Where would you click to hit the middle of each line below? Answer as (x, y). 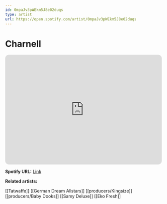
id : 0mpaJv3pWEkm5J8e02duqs (34, 10)
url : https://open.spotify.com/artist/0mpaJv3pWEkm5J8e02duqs (71, 19)
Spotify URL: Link (23, 172)
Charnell (23, 44)
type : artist (19, 14)
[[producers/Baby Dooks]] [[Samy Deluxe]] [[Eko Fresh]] (63, 196)
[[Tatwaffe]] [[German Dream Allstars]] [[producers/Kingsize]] (69, 191)
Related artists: (21, 181)
